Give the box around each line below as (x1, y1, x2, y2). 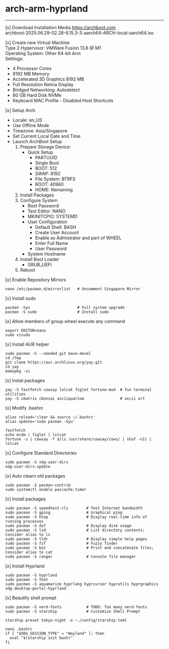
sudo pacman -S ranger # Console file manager (5, 554, 136, 559)
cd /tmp (5, 355, 22, 360)
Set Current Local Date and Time (12, 133, 81, 139)
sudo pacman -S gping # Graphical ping (5, 510, 123, 515)
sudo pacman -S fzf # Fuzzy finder (5, 541, 118, 546)
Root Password (27, 203, 59, 209)
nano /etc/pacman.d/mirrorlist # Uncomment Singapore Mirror (5, 286, 141, 291)
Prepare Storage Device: (20, 144, 71, 150)
